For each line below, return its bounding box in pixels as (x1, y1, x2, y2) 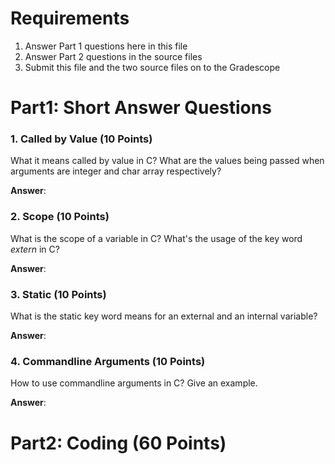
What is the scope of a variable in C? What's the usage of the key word (10, 232, 303, 244)
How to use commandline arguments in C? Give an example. (10, 377, 258, 389)
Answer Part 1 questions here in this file (24, 40, 188, 52)
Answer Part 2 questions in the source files (24, 50, 203, 62)
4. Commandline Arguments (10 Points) (10, 354, 206, 368)
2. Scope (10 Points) (10, 210, 110, 224)
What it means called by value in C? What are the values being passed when (10, 155, 325, 167)
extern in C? (10, 243, 60, 255)
